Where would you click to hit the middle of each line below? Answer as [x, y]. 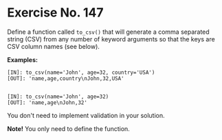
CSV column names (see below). [53, 46]
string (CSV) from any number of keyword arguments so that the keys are [111, 39]
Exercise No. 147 [56, 13]
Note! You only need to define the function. [69, 128]
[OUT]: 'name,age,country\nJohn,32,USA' [66, 78]
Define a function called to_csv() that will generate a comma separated [108, 32]
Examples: [22, 59]
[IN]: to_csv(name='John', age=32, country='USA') [81, 72]
